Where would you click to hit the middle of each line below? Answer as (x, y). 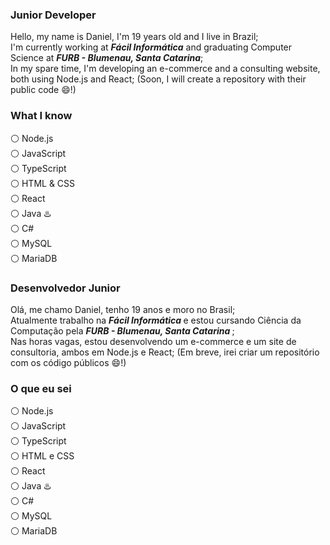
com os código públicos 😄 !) (68, 362)
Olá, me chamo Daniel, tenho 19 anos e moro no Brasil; (123, 309)
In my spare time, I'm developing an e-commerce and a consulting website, (165, 69)
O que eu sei (41, 388)
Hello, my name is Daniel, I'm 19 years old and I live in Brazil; (134, 37)
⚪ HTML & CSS (43, 183)
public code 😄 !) (43, 90)
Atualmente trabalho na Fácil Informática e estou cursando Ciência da (156, 320)
